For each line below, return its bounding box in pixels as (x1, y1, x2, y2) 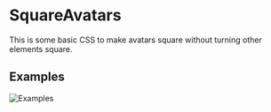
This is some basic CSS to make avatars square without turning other (9, 34, 262, 45)
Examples (9, 70, 65, 85)
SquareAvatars (9, 5, 122, 26)
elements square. (9, 43, 73, 54)
